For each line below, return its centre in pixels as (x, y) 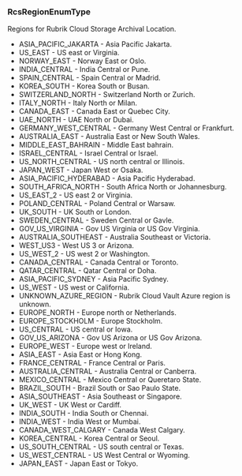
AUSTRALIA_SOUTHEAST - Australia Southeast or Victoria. (115, 237)
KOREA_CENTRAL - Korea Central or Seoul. (89, 439)
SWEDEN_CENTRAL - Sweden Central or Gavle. (96, 220)
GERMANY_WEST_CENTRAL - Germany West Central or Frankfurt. (126, 128)
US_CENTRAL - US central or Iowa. (76, 329)
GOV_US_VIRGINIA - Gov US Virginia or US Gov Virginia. (109, 229)
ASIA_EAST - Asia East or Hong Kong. (80, 354)
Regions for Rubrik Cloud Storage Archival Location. (92, 29)
